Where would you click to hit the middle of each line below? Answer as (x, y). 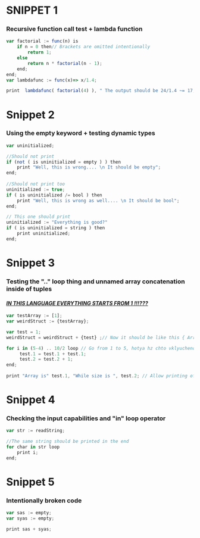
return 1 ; (40, 52)
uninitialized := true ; (36, 189)
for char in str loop (33, 447)
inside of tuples (29, 289)
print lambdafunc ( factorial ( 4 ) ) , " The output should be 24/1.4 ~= (96, 91)
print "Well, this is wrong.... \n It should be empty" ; (89, 167)
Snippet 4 (31, 400)
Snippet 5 (30, 482)
